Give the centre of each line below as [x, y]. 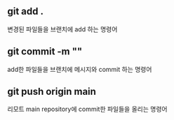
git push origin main [52, 92]
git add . [26, 12]
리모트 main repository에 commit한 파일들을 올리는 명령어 [87, 109]
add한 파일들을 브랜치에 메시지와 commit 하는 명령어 [80, 69]
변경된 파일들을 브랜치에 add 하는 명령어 [62, 29]
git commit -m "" [45, 52]
